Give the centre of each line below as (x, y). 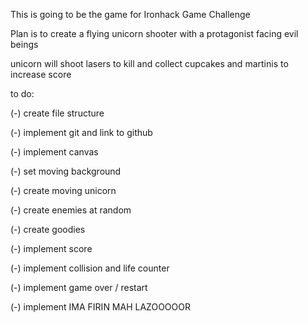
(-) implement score (51, 248)
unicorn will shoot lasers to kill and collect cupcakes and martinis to (149, 63)
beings (24, 44)
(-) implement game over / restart (79, 287)
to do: (22, 93)
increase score (41, 74)
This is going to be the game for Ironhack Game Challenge (130, 14)
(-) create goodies (48, 229)
